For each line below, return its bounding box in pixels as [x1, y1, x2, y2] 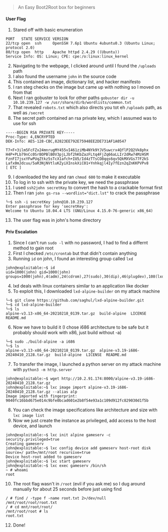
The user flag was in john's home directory [12, 217, 101, 223]
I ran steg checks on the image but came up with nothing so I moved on [12, 84, 161, 90]
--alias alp [52, 389, 78, 395]
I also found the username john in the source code [12, 74, 117, 80]
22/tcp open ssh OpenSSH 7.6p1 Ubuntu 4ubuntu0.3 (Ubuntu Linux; [5, 41, 156, 46]
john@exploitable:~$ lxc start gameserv [5, 459, 91, 464]
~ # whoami [5, 468, 28, 473]
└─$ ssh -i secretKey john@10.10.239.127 [5, 200, 93, 205]
